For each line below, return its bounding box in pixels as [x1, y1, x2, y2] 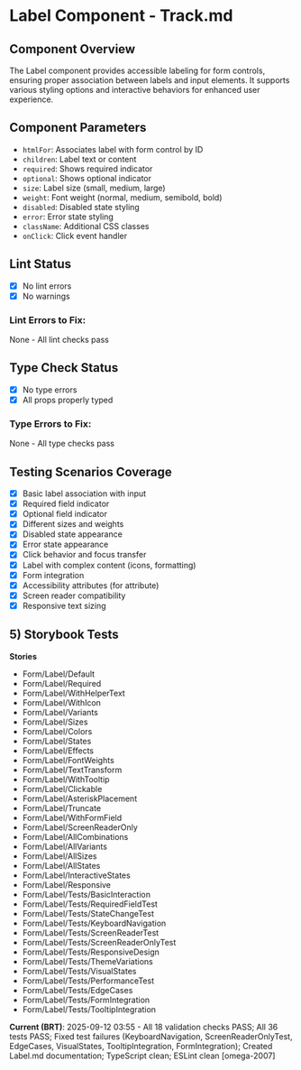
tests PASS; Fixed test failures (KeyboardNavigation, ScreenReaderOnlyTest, [9, 1030, 293, 1042]
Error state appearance [22, 539, 109, 550]
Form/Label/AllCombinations [22, 831, 129, 842]
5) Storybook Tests [9, 627, 119, 642]
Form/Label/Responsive [22, 879, 111, 890]
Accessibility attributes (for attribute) [22, 579, 160, 591]
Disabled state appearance [22, 529, 123, 540]
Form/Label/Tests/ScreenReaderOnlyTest [22, 936, 177, 947]
